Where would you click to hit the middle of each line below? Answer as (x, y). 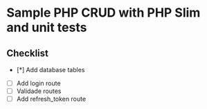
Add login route (38, 83)
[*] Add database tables (51, 70)
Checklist (28, 53)
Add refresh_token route (51, 99)
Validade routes (39, 91)
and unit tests (47, 27)
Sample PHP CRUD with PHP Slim (103, 13)
